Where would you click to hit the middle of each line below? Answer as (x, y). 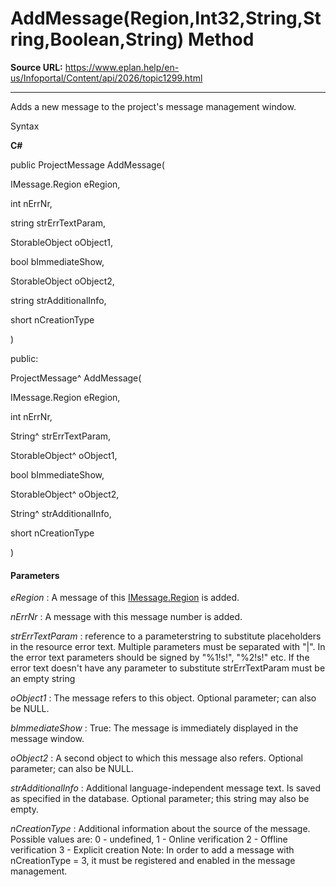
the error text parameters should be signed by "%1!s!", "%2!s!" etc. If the (160, 658)
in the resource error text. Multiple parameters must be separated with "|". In (168, 647)
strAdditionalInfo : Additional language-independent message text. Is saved (166, 788)
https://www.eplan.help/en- (122, 67)
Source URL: (36, 67)
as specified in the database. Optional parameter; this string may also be (160, 799)
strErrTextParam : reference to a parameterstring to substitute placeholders (166, 636)
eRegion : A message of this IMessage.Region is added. (125, 598)
